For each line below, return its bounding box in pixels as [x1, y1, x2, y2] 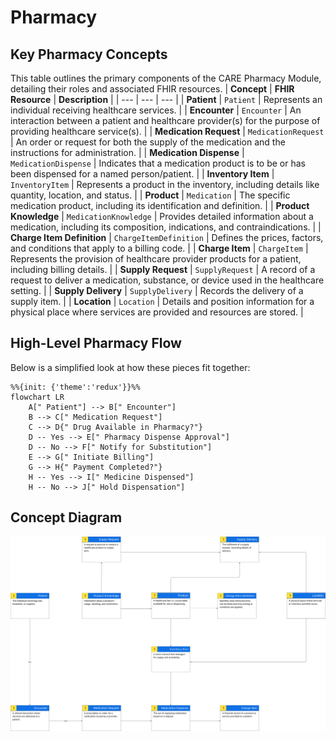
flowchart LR [10, 392, 65, 402]
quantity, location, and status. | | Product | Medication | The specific [10, 189, 291, 201]
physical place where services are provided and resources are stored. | [10, 306, 304, 318]
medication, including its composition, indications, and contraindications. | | [10, 221, 322, 233]
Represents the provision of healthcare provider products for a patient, [10, 253, 302, 265]
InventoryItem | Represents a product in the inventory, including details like [10, 179, 320, 190]
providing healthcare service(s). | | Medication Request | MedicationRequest [10, 126, 325, 137]
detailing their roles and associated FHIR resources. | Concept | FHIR [10, 83, 295, 95]
